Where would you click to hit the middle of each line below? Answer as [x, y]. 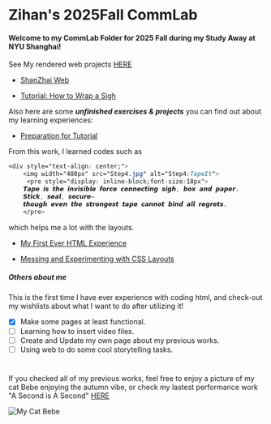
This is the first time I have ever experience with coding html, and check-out [135, 298]
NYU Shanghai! [35, 46]
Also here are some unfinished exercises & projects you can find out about [135, 112]
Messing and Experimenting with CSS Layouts [97, 259]
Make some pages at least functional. [83, 322]
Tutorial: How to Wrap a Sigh [68, 96]
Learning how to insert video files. [77, 331]
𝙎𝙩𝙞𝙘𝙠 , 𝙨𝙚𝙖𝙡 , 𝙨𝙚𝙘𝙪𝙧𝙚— [59, 196]
